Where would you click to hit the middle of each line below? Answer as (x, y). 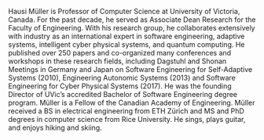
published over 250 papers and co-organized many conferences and (120, 53)
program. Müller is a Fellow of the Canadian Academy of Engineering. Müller (132, 102)
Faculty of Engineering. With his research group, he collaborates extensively (132, 28)
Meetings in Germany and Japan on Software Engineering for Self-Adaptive (130, 69)
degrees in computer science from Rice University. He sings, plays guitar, (127, 119)
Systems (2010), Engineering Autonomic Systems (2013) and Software (122, 78)
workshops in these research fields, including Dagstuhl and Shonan (117, 61)
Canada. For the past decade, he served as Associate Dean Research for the (132, 20)
